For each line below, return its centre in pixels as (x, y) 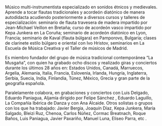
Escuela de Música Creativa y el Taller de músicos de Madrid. (66, 48)
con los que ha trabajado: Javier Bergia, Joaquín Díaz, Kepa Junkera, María (80, 108)
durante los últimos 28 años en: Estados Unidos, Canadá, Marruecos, (74, 68)
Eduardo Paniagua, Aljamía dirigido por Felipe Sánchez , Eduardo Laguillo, (79, 98)
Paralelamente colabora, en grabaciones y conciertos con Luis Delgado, (77, 93)
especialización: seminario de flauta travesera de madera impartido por (76, 22)
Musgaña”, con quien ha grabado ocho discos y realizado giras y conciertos (81, 63)
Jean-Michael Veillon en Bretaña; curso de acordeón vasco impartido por (78, 28)
